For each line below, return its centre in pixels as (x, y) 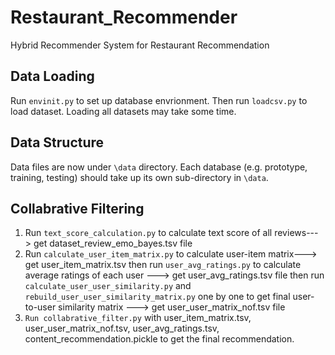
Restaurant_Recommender (124, 17)
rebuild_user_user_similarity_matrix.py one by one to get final (157, 297)
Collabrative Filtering (77, 208)
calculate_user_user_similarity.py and (108, 286)
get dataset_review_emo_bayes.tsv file (113, 243)
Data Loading (52, 76)
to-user (40, 307)
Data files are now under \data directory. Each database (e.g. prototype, (159, 167)
